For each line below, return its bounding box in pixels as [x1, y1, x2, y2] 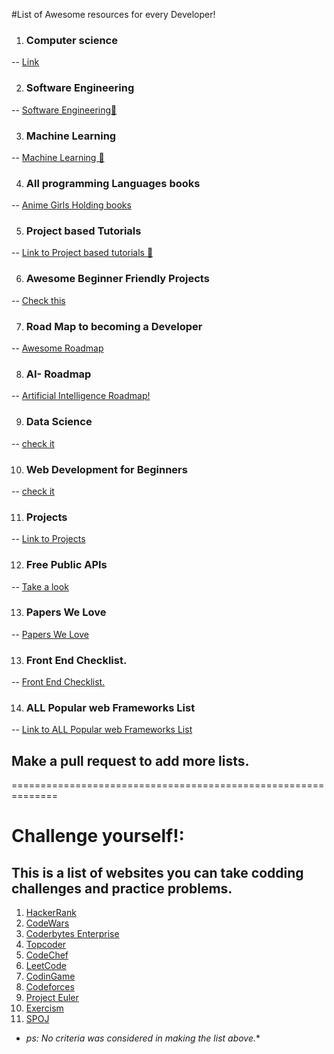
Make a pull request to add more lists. [11, 752, 250, 769]
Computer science [25, 33, 118, 47]
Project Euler [25, 992, 79, 1004]
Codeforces [25, 981, 75, 993]
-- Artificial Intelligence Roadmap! [11, 390, 151, 402]
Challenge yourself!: [11, 825, 185, 848]
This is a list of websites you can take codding [11, 864, 304, 881]
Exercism [25, 1002, 64, 1014]
